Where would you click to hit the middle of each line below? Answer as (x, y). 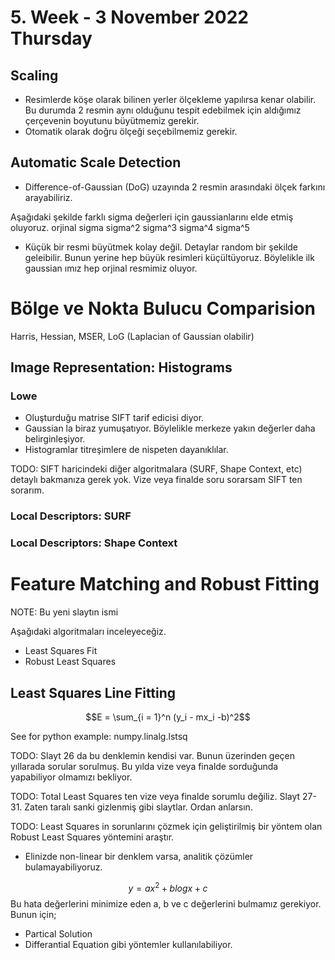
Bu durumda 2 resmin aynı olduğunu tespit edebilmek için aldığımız (163, 110)
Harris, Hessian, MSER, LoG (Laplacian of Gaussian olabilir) (132, 336)
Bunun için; (33, 914)
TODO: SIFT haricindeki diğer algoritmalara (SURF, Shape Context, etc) (156, 469)
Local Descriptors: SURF (71, 516)
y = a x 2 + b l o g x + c (168, 887)
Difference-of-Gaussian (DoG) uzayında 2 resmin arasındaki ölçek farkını (175, 187)
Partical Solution (58, 933)
